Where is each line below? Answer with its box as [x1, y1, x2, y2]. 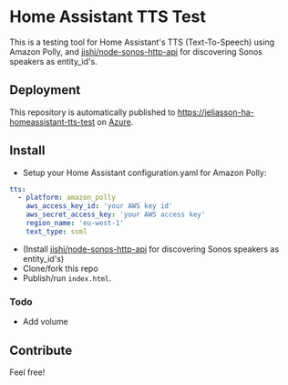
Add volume [22, 317, 68, 328]
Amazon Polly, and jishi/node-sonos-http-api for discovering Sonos [9, 46, 262, 57]
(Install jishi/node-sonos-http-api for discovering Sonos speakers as [22, 244, 280, 255]
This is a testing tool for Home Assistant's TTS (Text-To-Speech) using [9, 36, 275, 47]
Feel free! [9, 367, 46, 378]
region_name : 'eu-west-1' [26, 219, 125, 228]
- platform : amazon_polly [17, 193, 117, 203]
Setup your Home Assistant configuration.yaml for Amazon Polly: [22, 167, 267, 178]
